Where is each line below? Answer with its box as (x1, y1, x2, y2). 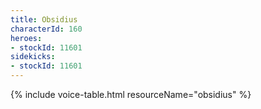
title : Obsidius (10, 14, 78, 25)
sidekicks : (10, 52, 56, 62)
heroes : (10, 33, 43, 43)
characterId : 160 (10, 24, 83, 34)
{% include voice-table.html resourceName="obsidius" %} (10, 89, 252, 100)
